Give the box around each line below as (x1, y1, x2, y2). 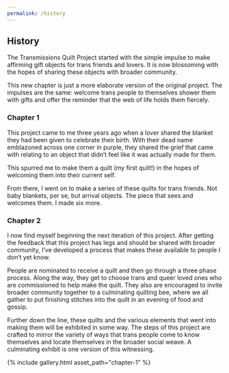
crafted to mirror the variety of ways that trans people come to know (7, 331, 200, 339)
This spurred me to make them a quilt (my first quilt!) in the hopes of (7, 164, 200, 172)
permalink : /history (7, 10, 66, 17)
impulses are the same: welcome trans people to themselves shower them (7, 88, 217, 97)
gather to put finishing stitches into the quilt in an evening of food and (7, 296, 204, 304)
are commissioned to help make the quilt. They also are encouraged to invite (7, 281, 223, 290)
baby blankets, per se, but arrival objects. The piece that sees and (7, 191, 193, 199)
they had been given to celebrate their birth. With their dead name (7, 136, 193, 144)
